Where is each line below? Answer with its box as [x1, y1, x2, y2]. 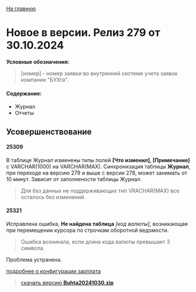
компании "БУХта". [20, 76, 69, 83]
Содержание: [6, 89, 42, 97]
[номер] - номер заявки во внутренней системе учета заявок [20, 70, 178, 77]
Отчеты [14, 110, 34, 117]
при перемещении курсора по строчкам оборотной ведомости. [6, 226, 169, 234]
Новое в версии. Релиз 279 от [6, 26, 160, 39]
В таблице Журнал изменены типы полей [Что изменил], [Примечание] [6, 156, 190, 163]
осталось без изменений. [20, 193, 86, 200]
